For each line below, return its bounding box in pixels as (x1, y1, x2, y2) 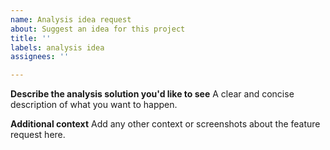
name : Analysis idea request (10, 14, 132, 25)
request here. (10, 129, 66, 141)
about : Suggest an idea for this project (10, 24, 186, 34)
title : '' (10, 33, 52, 43)
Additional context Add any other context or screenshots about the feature (10, 118, 321, 130)
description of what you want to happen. (10, 99, 178, 111)
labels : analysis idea (10, 42, 105, 53)
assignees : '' (10, 52, 70, 62)
